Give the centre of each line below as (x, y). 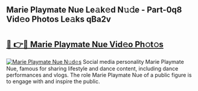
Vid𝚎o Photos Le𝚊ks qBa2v (59, 20)
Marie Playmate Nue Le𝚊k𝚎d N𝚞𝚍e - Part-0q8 (94, 10)
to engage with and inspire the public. (53, 81)
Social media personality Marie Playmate (133, 62)
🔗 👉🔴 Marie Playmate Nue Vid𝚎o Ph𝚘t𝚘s (85, 44)
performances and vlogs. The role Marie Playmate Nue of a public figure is (99, 75)
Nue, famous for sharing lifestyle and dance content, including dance (92, 68)
